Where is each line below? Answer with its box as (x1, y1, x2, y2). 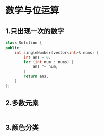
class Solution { (5, 40, 42, 46)
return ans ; (23, 74, 49, 79)
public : (5, 45, 22, 50)
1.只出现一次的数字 (5, 27, 65, 35)
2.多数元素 (5, 99, 39, 107)
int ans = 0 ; (23, 55, 51, 60)
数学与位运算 (5, 5, 60, 16)
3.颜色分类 (5, 123, 39, 132)
